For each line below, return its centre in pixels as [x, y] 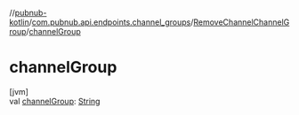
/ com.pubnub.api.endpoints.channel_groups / [111, 22]
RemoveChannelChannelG [242, 22]
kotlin [19, 22]
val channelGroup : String [55, 101]
